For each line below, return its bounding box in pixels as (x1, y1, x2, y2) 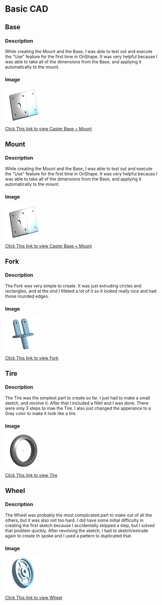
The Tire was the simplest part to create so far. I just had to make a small (5, 395, 150, 400)
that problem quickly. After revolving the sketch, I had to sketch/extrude (5, 528, 148, 533)
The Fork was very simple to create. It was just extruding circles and (5, 283, 142, 288)
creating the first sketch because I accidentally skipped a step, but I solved (5, 522, 155, 528)
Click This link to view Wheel (5, 595, 63, 601)
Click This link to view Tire (5, 473, 58, 478)
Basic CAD (5, 3, 49, 15)
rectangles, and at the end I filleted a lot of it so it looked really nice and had (5, 288, 157, 294)
